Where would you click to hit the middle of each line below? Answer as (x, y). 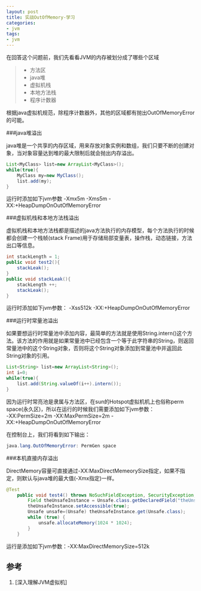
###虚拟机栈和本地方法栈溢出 (43, 218)
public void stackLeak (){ (38, 279)
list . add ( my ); (34, 181)
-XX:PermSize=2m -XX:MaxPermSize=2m (58, 416)
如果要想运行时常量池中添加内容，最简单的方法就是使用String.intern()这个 (97, 333)
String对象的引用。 (29, 356)
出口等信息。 (22, 245)
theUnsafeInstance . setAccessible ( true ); (79, 506)
